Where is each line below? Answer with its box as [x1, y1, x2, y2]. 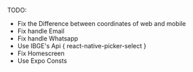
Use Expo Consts [17, 57, 68, 65]
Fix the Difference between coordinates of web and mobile [17, 20, 186, 27]
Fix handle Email [17, 27, 65, 35]
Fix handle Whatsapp [17, 34, 79, 43]
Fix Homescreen [17, 49, 65, 57]
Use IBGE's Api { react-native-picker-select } [17, 42, 146, 50]
